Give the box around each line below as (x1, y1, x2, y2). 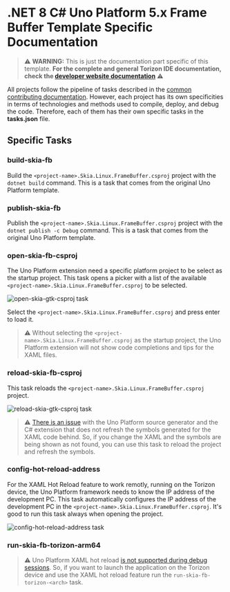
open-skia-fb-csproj (7, 250, 78, 260)
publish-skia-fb (7, 203, 61, 212)
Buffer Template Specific (7, 19, 153, 35)
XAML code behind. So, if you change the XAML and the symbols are (23, 432, 222, 441)
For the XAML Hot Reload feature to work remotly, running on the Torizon (7, 480, 215, 488)
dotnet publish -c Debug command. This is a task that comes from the (7, 226, 209, 234)
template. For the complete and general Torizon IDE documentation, (23, 64, 222, 73)
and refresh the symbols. (23, 447, 95, 456)
